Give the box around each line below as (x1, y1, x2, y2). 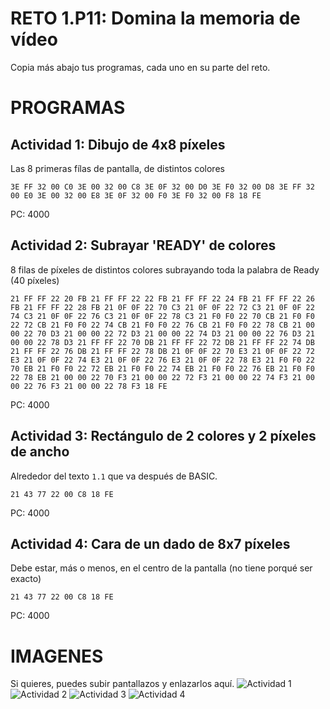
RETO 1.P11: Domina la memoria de (10, 7, 301, 30)
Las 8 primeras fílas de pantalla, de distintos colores (10, 162, 225, 174)
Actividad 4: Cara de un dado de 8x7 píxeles (10, 535, 291, 552)
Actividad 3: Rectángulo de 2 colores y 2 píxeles (10, 428, 317, 445)
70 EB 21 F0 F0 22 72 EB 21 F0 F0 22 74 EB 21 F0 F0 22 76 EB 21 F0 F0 (10, 363, 315, 374)
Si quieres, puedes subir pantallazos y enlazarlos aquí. (10, 678, 235, 690)
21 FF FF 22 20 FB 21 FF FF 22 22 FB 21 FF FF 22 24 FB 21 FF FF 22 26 (10, 293, 315, 304)
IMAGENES (10, 645, 104, 667)
